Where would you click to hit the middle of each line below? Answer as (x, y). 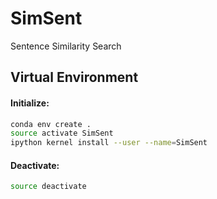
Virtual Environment (74, 77)
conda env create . (51, 124)
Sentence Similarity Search (66, 46)
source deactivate (48, 187)
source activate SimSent (62, 133)
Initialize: (30, 103)
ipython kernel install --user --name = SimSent (109, 143)
